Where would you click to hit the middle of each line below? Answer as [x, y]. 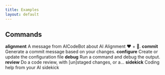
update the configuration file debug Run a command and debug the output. [83, 57]
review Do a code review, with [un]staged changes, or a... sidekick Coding [82, 62]
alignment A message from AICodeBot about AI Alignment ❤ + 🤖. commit [82, 46]
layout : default [22, 14]
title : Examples [22, 10]
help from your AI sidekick [32, 68]
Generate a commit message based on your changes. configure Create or [82, 52]
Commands [24, 35]
